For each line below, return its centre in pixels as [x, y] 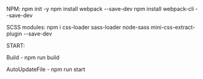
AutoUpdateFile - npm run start [46, 69]
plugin [14, 34]
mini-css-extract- [173, 27]
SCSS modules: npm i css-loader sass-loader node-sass [78, 27]
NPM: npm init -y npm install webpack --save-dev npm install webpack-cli [100, 9]
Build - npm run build [33, 57]
